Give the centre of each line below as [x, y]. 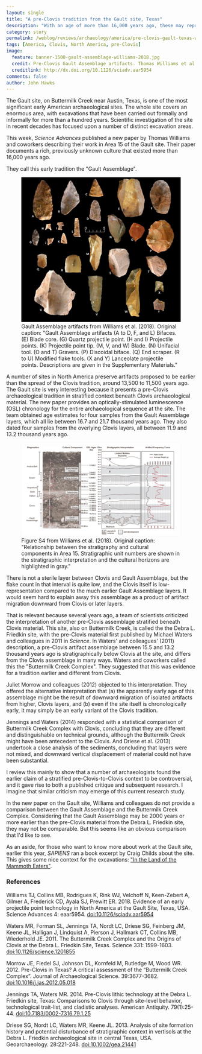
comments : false [26, 76]
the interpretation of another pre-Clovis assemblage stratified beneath [93, 622]
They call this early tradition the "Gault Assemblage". [72, 169]
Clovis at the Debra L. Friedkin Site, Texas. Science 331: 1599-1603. [90, 945]
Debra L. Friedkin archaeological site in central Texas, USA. [80, 1038]
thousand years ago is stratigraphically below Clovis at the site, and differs [99, 654]
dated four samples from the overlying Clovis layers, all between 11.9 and [97, 428]
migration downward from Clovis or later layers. [65, 604]
